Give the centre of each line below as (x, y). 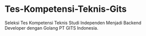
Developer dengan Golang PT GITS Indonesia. (51, 28)
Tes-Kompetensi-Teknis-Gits (66, 9)
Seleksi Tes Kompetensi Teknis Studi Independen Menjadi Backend (73, 23)
